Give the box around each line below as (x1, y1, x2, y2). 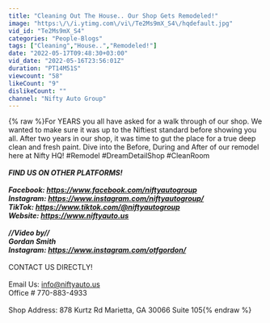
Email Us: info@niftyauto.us (8, 279, 101, 289)
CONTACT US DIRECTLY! (8, 262, 93, 272)
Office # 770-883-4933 (8, 288, 87, 298)
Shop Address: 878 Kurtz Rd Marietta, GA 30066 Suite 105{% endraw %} (8, 305, 252, 315)
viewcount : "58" (8, 72, 63, 80)
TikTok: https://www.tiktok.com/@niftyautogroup (8, 203, 180, 212)
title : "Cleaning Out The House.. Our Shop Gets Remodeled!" (8, 11, 219, 20)
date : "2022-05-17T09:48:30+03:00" (8, 49, 129, 57)
